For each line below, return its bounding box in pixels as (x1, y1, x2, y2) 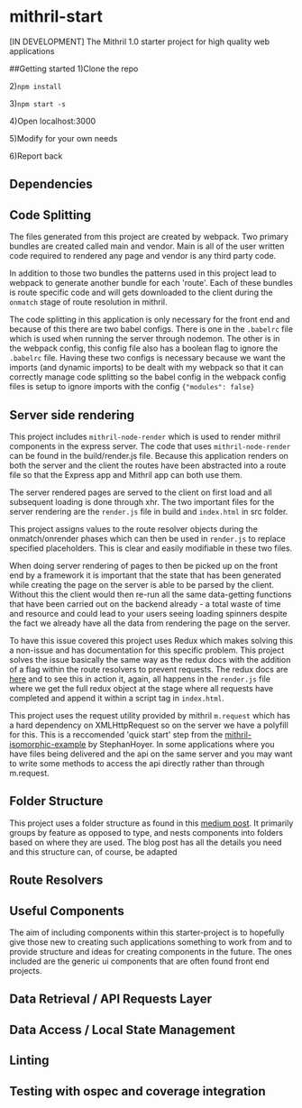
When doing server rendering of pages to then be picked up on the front (9, 560, 279, 571)
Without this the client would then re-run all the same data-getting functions (9, 589, 292, 600)
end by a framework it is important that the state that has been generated (9, 570, 282, 581)
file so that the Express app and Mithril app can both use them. (9, 469, 243, 480)
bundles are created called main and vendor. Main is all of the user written (9, 241, 285, 252)
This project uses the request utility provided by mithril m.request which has (9, 710, 291, 720)
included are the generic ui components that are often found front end (9, 956, 270, 966)
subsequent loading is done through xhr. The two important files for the (9, 496, 275, 507)
